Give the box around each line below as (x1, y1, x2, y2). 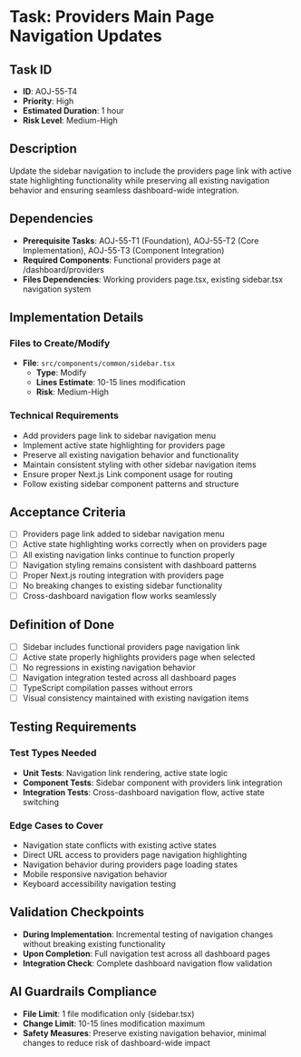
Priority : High (22, 95, 74, 106)
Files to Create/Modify (9, 336, 111, 349)
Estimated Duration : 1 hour (22, 105, 124, 115)
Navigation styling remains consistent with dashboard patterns (22, 559, 257, 570)
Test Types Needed (9, 747, 97, 760)
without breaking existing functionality (22, 938, 166, 949)
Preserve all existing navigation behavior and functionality (22, 449, 239, 460)
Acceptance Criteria (9, 504, 126, 520)
